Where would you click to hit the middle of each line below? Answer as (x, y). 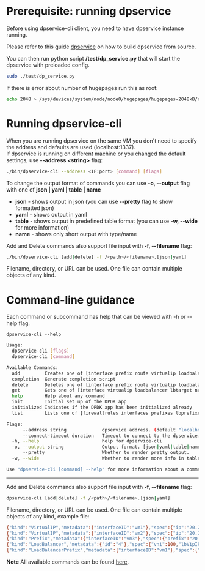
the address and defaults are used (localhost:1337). (71, 147)
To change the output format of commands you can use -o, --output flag (98, 183)
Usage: (15, 345)
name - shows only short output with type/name (76, 234)
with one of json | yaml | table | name (54, 189)
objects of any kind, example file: (48, 516)
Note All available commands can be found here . (68, 562)
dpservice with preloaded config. (48, 65)
